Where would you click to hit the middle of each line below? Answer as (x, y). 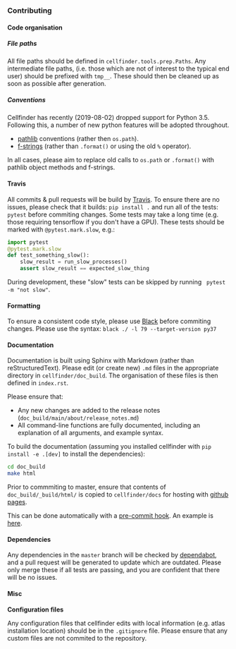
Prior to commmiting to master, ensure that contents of (87, 487)
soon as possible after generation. (57, 84)
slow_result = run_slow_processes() (74, 262)
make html (22, 474)
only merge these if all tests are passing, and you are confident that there (114, 570)
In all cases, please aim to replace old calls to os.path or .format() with (111, 160)
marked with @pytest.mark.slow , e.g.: (61, 229)
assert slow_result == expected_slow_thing (85, 269)
